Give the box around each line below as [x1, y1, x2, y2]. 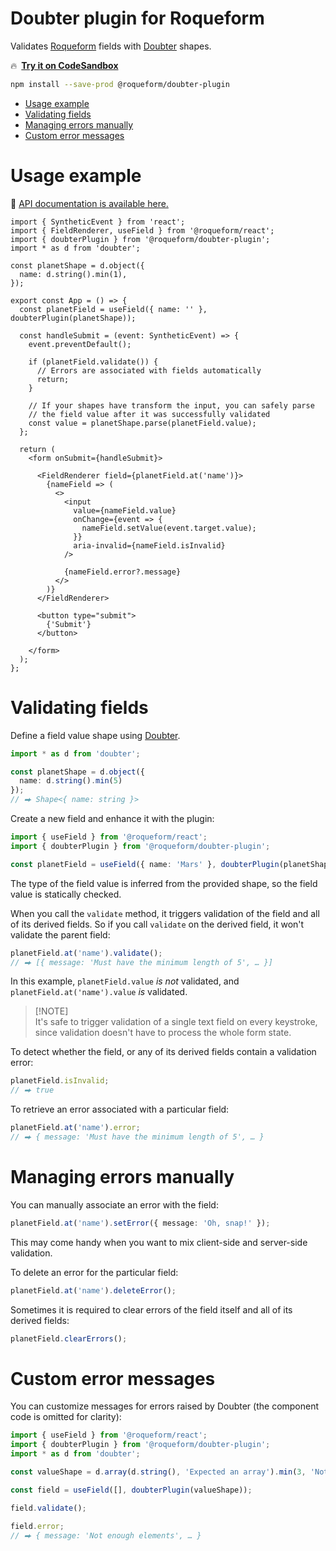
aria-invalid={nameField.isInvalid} [73, 540, 226, 551]
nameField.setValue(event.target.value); [81, 523, 257, 533]
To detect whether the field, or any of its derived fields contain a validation [10, 1046, 317, 1058]
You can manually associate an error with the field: [10, 1198, 219, 1211]
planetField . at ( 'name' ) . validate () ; [10, 948, 163, 958]
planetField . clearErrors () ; [10, 1333, 128, 1344]
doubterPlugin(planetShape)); [10, 313, 137, 323]
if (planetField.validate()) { [28, 357, 159, 367]
